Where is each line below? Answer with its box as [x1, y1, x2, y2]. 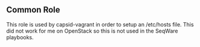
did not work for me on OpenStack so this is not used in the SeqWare [6, 27, 178, 34]
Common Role [6, 5, 60, 15]
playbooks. [6, 33, 34, 41]
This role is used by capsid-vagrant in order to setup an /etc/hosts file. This [6, 20, 195, 28]
